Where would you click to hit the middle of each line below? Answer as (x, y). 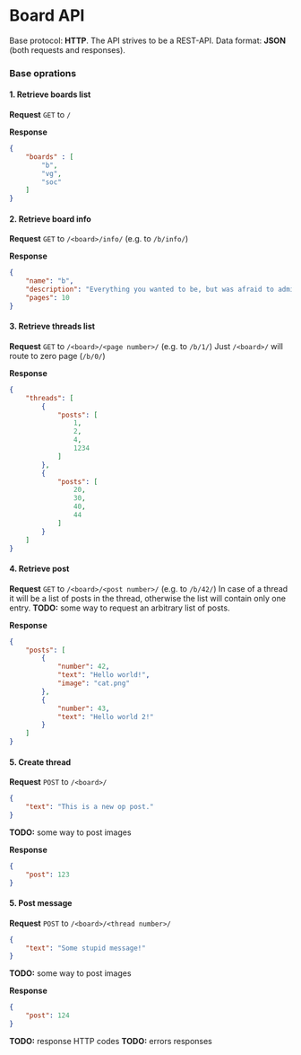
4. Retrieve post (39, 569)
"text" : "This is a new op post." (90, 807)
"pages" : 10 (47, 298)
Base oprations (43, 73)
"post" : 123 (47, 875)
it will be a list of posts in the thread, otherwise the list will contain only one (148, 598)
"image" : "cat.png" (93, 683)
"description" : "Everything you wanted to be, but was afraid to (150, 290)
